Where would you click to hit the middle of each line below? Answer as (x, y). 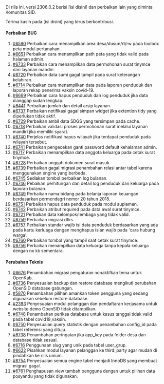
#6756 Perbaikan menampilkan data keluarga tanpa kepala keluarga (81, 246)
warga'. (20, 235)
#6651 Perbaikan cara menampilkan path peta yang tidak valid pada (81, 54)
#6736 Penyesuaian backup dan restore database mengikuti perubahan (84, 283)
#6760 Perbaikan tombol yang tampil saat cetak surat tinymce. (75, 240)
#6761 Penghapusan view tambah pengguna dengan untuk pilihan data (84, 371)
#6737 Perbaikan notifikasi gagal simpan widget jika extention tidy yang (85, 111)
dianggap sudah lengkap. (38, 101)
